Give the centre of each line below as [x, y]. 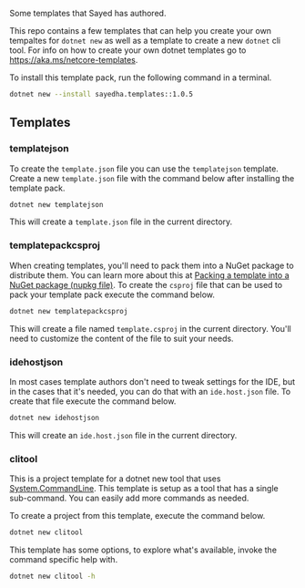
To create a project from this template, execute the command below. [137, 516]
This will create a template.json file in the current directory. [121, 222]
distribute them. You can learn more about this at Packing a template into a [149, 275]
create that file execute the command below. [93, 401]
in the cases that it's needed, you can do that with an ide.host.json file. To [150, 391]
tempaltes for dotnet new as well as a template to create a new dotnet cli [145, 41]
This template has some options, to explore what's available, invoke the [143, 550]
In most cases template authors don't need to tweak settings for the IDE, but [152, 381]
